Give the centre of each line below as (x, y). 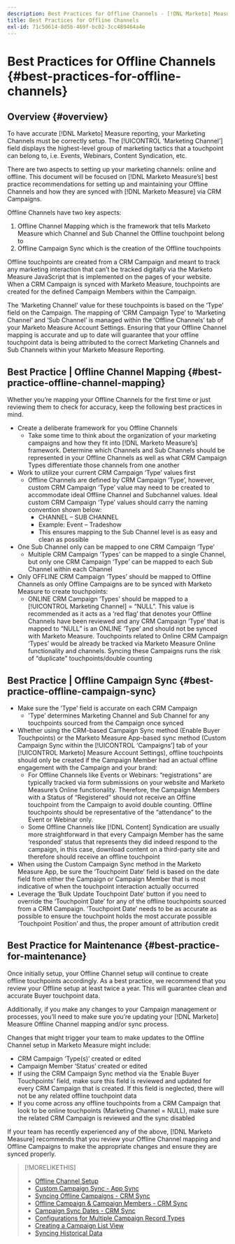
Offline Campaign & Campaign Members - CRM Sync (111, 1203)
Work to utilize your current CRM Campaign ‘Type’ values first (106, 473)
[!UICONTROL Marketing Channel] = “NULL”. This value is (111, 606)
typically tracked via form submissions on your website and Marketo (126, 782)
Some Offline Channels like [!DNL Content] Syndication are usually (124, 827)
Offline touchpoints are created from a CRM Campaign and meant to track (114, 262)
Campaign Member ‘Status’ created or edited (83, 1066)
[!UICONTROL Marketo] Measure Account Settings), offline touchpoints (120, 753)
